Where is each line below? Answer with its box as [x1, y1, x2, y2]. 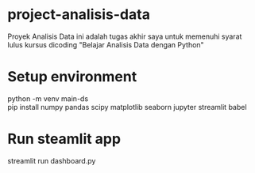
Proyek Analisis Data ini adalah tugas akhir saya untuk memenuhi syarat [7, 32, 242, 41]
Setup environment [7, 68, 137, 86]
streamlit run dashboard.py [7, 156, 96, 165]
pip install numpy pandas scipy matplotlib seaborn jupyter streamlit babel [7, 102, 247, 111]
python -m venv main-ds [7, 93, 89, 103]
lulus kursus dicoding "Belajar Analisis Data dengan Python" [7, 39, 204, 49]
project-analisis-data [7, 6, 150, 24]
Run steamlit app [7, 130, 121, 148]
